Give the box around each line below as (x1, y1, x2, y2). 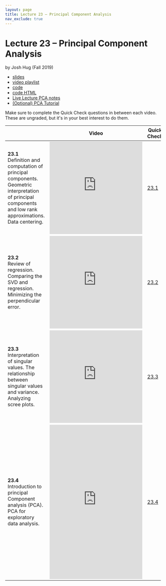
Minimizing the (7, 291, 42, 298)
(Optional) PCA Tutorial (12, 100, 59, 106)
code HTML (12, 90, 37, 96)
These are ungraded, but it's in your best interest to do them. (5, 115, 129, 121)
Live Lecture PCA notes (12, 95, 61, 101)
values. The (7, 364, 35, 371)
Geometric (7, 181, 32, 188)
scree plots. (7, 401, 35, 408)
